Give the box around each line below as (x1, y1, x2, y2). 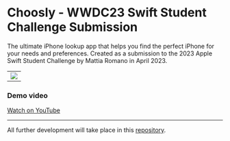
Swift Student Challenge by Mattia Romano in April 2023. (7, 56, 168, 64)
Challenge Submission (7, 19, 138, 35)
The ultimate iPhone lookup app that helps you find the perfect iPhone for (7, 42, 214, 50)
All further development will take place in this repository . (7, 126, 166, 134)
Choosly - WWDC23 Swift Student (7, 5, 207, 21)
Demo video (7, 90, 48, 100)
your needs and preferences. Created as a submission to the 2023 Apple (7, 49, 213, 57)
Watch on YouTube (7, 106, 60, 114)
